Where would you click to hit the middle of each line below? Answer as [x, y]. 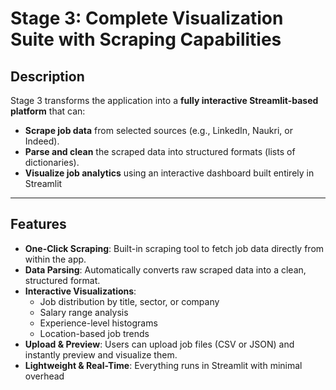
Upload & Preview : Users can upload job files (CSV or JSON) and [159, 344]
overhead [44, 376]
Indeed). [42, 141]
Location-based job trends [94, 333]
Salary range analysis [84, 312]
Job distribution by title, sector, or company [129, 301]
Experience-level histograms [98, 323]
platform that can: [48, 111]
